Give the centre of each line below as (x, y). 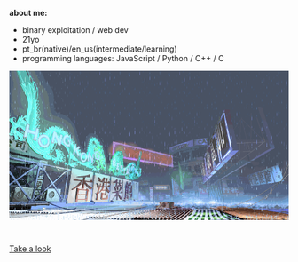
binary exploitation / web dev (75, 30)
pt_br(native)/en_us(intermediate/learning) (99, 49)
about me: (28, 13)
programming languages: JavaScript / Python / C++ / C (123, 58)
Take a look (30, 249)
